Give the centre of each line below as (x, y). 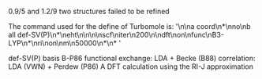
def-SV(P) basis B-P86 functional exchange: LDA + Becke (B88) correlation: (132, 58)
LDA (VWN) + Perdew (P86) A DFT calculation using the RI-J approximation (131, 66)
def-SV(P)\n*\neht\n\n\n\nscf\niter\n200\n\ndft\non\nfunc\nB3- (121, 35)
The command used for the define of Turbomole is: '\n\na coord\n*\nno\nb (129, 26)
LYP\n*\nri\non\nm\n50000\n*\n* (62, 43)
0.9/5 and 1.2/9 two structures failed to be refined (89, 11)
